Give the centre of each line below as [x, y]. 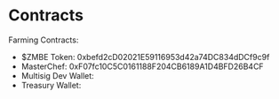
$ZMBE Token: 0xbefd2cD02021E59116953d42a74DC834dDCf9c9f [145, 57]
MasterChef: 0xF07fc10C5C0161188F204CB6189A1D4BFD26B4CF [142, 66]
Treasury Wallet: [51, 85]
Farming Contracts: [44, 40]
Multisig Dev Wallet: [57, 75]
